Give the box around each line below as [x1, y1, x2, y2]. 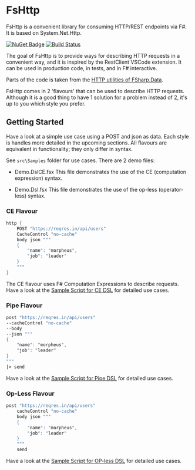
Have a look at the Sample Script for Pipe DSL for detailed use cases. [6, 374, 173, 382]
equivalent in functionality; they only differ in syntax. [6, 145, 133, 152]
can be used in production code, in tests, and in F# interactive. [6, 64, 157, 71]
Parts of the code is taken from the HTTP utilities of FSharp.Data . [6, 76, 163, 83]
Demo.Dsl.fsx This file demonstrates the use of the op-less [14, 186, 157, 193]
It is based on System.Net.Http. [6, 29, 82, 36]
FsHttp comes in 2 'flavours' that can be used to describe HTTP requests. [6, 87, 185, 94]
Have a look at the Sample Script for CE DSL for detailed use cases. [6, 287, 170, 294]
